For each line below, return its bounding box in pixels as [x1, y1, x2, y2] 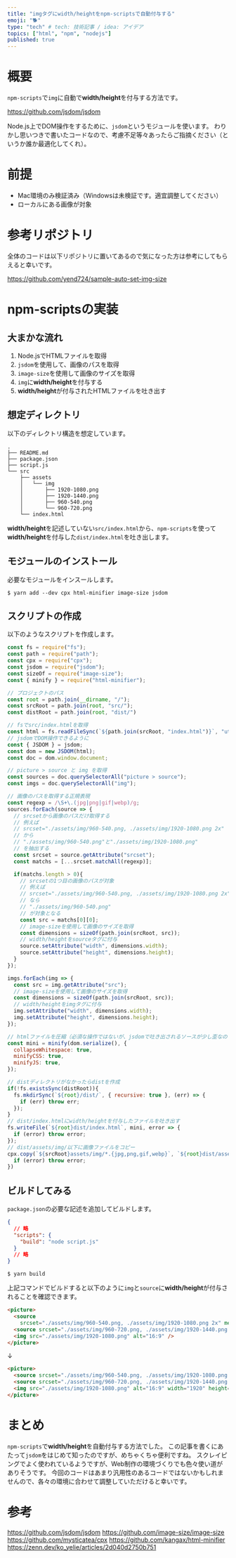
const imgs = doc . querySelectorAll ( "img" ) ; [7, 780, 137, 787]
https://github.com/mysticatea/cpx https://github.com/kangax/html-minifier [7, 1536, 225, 1544]
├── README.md [7, 449, 49, 457]
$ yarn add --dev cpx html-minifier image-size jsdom [7, 589, 169, 596]
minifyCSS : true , [13, 1053, 65, 1060]
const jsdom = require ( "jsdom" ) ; [7, 664, 105, 671]
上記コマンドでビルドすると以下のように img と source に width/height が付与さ [7, 1283, 228, 1292]
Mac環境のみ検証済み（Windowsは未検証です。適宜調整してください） [17, 191, 223, 199]
